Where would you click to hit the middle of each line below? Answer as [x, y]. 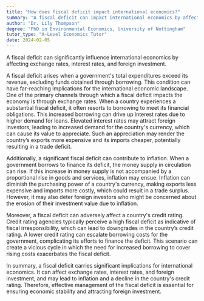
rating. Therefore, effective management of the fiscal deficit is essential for [100, 285]
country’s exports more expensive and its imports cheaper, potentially [93, 140]
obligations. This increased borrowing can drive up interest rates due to [96, 114]
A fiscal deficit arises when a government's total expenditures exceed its [97, 76]
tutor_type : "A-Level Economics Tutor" [57, 35]
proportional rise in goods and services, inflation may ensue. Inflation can [98, 178]
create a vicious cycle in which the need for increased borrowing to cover [98, 247]
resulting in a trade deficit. [39, 147]
